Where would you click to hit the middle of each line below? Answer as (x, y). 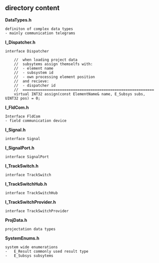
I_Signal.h (15, 130)
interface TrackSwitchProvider (37, 211)
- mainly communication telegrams (40, 33)
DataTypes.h (18, 20)
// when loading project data (46, 60)
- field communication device (36, 120)
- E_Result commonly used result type (47, 251)
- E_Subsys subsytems (29, 256)
